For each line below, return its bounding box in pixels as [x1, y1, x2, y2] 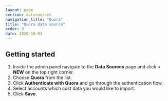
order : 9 [5, 27, 24, 32]
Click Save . [12, 90, 38, 97]
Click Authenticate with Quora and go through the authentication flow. [12, 80, 163, 86]
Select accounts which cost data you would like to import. [12, 85, 135, 91]
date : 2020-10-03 [5, 31, 43, 36]
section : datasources [5, 12, 52, 17]
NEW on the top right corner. [12, 69, 74, 75]
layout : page [5, 7, 33, 13]
